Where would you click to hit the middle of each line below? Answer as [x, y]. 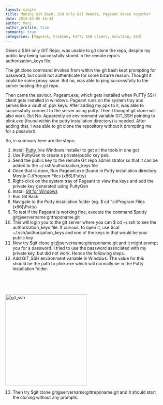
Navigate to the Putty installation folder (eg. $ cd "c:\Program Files [79, 202]
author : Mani [19, 23]
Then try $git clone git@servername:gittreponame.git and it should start [84, 392]
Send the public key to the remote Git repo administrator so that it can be [85, 160]
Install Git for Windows [35, 191]
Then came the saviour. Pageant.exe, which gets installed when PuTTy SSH [81, 95]
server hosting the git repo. [33, 85]
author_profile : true [27, 28]
